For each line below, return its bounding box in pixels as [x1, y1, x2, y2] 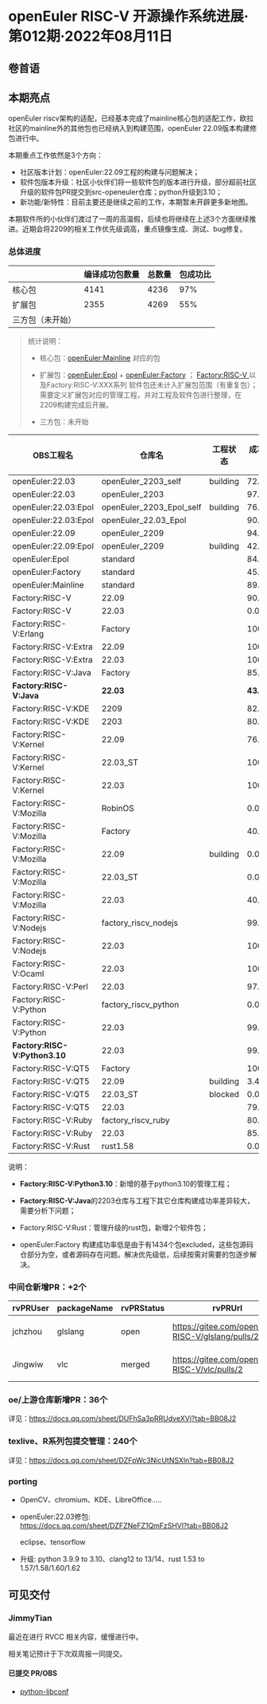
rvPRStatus [120, 1302, 165, 1313]
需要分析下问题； [19, 1206, 76, 1215]
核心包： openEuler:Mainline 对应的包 [39, 352, 161, 363]
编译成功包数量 [83, 269, 141, 280]
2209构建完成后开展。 [39, 399, 114, 409]
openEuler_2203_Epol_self [101, 502, 202, 513]
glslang [56, 1325, 85, 1336]
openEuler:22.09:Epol [12, 540, 94, 551]
